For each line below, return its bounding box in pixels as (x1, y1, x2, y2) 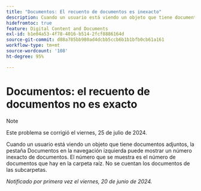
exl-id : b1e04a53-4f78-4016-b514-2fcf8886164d (6, 31, 124, 37)
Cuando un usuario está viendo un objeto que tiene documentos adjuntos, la (6, 141, 194, 148)
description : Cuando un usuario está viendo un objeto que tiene (6, 14, 172, 20)
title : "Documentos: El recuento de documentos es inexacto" (6, 8, 162, 15)
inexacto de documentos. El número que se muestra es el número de (6, 153, 176, 160)
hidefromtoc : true (6, 20, 52, 26)
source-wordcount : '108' (6, 48, 68, 54)
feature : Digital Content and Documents (6, 25, 109, 32)
